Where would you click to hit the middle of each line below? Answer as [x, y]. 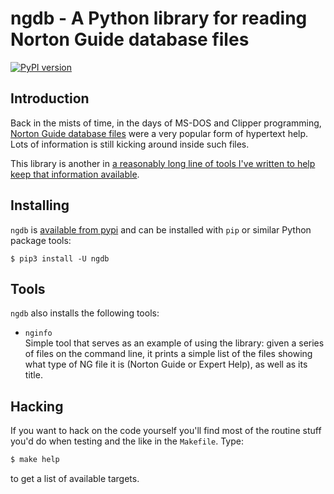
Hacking [37, 406]
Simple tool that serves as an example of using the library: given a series [174, 343]
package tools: [41, 240]
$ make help [35, 460]
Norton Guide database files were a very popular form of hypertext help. [159, 133]
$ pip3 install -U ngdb [60, 258]
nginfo [38, 333]
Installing [40, 205]
